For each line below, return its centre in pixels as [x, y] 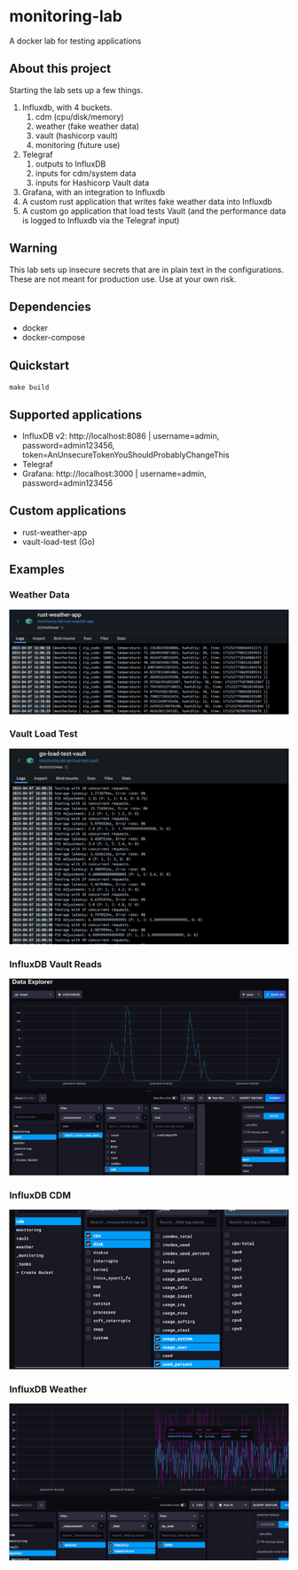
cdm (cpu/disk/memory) [79, 116]
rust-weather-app [55, 532]
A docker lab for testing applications [75, 41]
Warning [33, 249]
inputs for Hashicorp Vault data [92, 183]
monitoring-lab [66, 16]
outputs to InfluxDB [71, 164]
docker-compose [54, 338]
